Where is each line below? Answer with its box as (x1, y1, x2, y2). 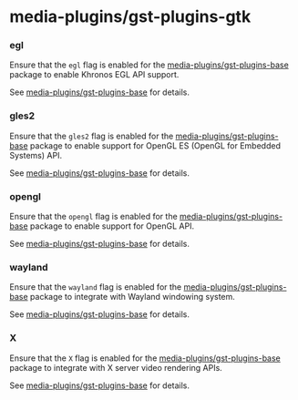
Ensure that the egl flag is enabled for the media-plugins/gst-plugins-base (9, 59, 289, 70)
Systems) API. (9, 149, 62, 160)
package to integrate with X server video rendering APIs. (9, 362, 223, 373)
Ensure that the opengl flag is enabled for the (9, 211, 178, 222)
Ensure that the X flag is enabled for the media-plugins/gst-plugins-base (9, 353, 281, 364)
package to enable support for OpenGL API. (30, 221, 194, 231)
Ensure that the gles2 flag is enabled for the (9, 130, 174, 141)
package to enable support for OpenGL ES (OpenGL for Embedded (30, 139, 281, 151)
